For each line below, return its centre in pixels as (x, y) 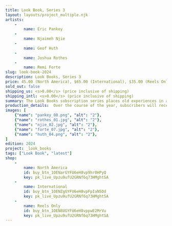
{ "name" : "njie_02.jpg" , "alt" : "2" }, (56, 125)
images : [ (16, 110)
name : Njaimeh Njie (45, 39)
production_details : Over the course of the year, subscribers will (81, 106)
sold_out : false (23, 86)
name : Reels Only (42, 206)
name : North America (46, 167)
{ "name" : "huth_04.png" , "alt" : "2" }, (56, 134)
